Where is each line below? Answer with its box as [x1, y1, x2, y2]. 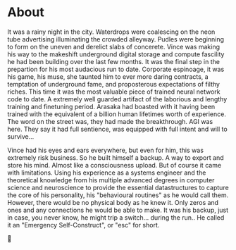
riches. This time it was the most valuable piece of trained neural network [7, 87, 221, 96]
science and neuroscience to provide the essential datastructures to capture [7, 183, 229, 192]
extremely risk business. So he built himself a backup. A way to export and [7, 153, 224, 162]
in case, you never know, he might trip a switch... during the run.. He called [7, 213, 225, 222]
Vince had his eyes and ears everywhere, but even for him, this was [7, 146, 204, 154]
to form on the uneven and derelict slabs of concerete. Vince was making [7, 42, 221, 51]
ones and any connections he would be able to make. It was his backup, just [7, 206, 229, 214]
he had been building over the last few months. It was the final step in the [7, 57, 221, 65]
